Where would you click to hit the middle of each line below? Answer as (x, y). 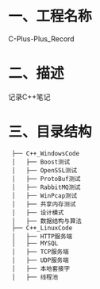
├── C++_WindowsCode (46, 153)
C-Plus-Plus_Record (41, 39)
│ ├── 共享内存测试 (44, 204)
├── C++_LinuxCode (42, 228)
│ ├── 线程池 (35, 277)
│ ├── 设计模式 (38, 212)
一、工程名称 (50, 16)
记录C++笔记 (29, 97)
